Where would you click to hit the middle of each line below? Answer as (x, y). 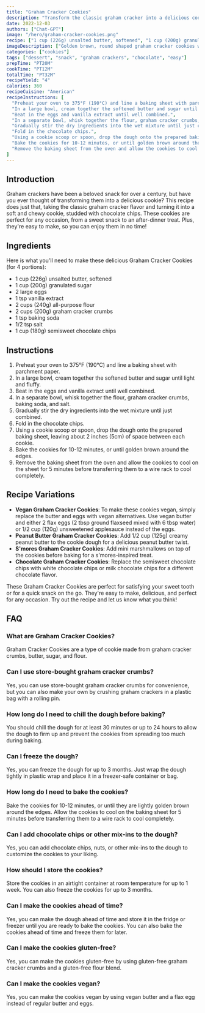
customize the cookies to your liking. (52, 854)
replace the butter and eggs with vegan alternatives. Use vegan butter (103, 516)
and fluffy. (28, 384)
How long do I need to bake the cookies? (67, 792)
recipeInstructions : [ (35, 97)
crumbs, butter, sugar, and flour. (47, 656)
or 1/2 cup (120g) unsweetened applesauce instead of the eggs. (95, 529)
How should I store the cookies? (55, 870)
